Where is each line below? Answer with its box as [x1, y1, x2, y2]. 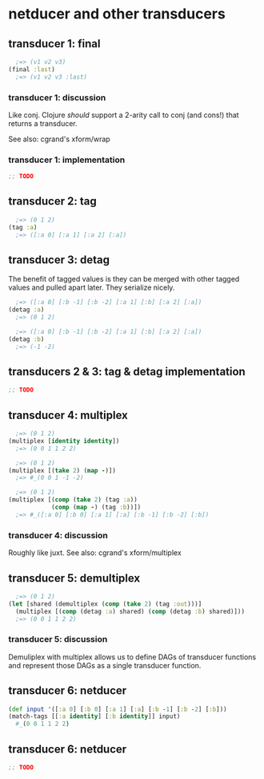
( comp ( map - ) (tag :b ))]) [50, 503, 142, 512]
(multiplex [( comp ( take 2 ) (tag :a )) [8, 496, 138, 504]
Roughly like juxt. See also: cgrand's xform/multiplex [8, 548, 182, 558]
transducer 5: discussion [8, 634, 108, 645]
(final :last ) [8, 65, 56, 73]
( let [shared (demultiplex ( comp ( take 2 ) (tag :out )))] [8, 599, 202, 608]
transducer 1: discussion [8, 91, 106, 103]
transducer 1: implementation [8, 154, 126, 165]
